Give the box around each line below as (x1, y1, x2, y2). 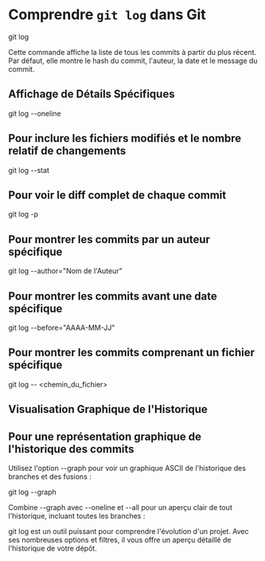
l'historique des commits (8, 442, 134, 456)
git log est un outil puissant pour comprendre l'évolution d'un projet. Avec (8, 527, 249, 536)
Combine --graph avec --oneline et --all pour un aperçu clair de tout (8, 503, 232, 512)
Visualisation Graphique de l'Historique (8, 402, 208, 416)
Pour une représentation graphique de (8, 430, 201, 443)
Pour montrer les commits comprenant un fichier (8, 346, 255, 359)
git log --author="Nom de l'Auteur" (8, 266, 123, 276)
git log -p (8, 210, 38, 219)
